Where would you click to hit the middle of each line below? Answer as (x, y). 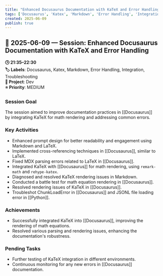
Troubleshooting (21, 77)
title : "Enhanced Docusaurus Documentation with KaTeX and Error (72, 9)
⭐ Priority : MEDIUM (25, 87)
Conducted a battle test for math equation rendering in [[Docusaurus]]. (83, 182)
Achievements (23, 210)
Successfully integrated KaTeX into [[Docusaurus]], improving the (78, 220)
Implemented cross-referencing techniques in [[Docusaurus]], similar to (84, 151)
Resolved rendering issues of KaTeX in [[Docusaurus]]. (67, 187)
